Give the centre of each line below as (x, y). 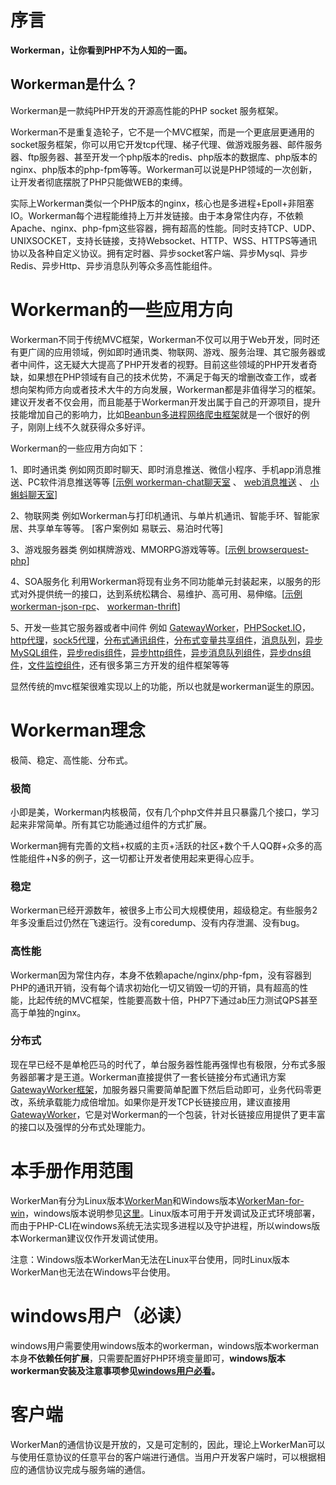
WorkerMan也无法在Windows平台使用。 (93, 1272)
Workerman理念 (78, 730)
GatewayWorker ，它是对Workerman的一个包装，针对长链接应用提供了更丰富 (168, 1114)
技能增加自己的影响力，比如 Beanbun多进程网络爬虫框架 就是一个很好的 (156, 414)
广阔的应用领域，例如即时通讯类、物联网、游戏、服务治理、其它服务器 (172, 352)
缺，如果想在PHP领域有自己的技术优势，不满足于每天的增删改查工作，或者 (164, 377)
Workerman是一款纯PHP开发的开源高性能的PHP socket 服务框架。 (147, 110)
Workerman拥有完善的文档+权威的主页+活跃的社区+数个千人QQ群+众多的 (162, 845)
